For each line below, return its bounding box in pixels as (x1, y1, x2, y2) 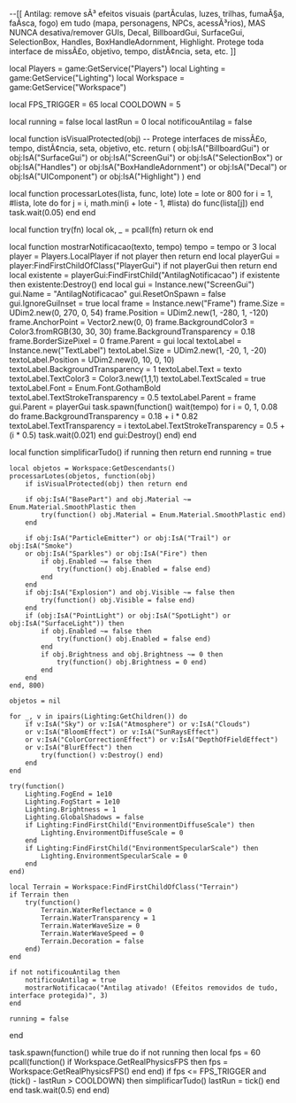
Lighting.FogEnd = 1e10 (25, 789, 113, 798)
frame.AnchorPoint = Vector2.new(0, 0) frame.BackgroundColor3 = (9, 317, 255, 327)
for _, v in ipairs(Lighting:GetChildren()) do (9, 712, 188, 721)
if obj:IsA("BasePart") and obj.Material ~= (25, 495, 192, 504)
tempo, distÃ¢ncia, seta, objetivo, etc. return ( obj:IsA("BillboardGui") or (9, 143, 269, 153)
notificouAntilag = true (25, 975, 117, 984)
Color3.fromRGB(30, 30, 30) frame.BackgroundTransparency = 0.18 (9, 326, 256, 337)
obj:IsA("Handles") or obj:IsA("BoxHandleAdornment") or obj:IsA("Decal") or (9, 162, 287, 172)
